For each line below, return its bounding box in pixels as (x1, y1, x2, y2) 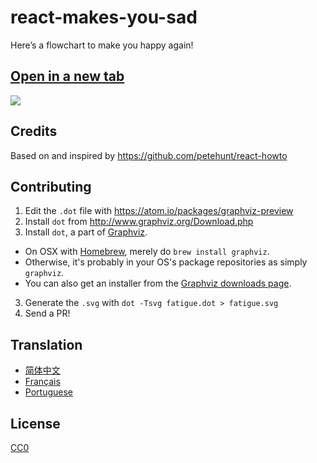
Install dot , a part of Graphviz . (24, 226, 148, 238)
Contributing (10, 178, 92, 195)
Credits (10, 123, 58, 140)
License (10, 415, 61, 432)
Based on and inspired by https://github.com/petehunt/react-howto (10, 149, 288, 161)
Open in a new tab (10, 68, 125, 85)
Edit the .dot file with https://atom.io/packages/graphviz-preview (24, 205, 294, 217)
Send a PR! (24, 307, 71, 320)
